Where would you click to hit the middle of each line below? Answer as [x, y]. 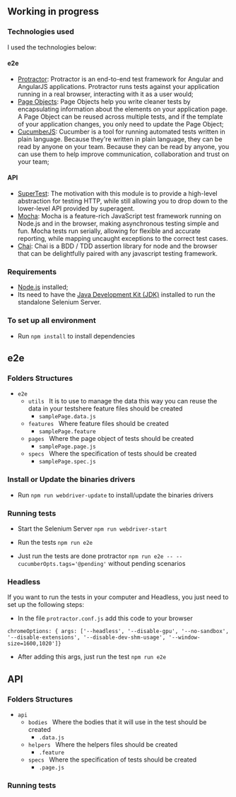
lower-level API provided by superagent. [76, 208]
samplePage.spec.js [67, 462]
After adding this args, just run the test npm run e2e [92, 657]
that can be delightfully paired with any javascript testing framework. [117, 254]
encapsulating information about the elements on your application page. [123, 109]
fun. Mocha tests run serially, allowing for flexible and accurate [109, 231]
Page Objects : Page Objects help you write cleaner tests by [104, 101]
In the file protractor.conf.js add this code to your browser [105, 618]
